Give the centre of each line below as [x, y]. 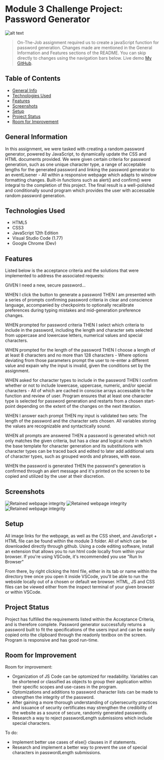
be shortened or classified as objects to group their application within [82, 682]
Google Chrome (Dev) [34, 244]
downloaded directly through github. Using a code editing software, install [80, 546]
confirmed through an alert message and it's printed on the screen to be [78, 471]
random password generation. [35, 195]
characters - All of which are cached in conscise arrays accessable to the [79, 391]
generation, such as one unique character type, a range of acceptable [75, 164]
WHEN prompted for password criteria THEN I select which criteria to [75, 325]
